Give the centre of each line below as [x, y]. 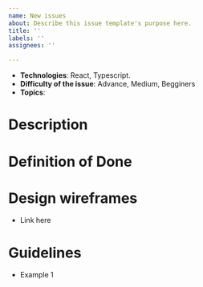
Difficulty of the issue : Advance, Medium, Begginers [108, 84]
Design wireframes [73, 198]
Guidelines [45, 253]
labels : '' [26, 38]
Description [48, 125]
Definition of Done [70, 162]
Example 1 [37, 275]
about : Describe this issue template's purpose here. [100, 23]
